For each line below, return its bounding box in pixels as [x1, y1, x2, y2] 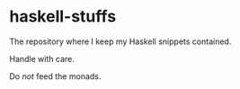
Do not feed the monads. [9, 70, 102, 82]
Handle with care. [9, 53, 75, 64]
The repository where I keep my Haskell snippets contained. [9, 36, 232, 47]
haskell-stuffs [9, 6, 117, 27]
